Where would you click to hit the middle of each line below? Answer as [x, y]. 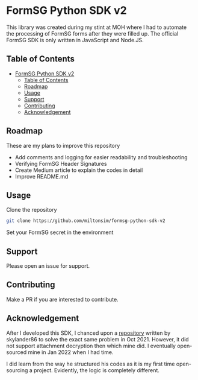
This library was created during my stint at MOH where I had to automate [97, 27]
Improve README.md [42, 176]
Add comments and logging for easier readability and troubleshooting [101, 157]
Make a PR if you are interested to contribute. [62, 299]
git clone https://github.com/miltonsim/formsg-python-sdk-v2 [86, 221]
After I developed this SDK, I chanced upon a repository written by [88, 333]
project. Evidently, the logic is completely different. [97, 370]
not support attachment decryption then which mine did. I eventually [91, 346]
